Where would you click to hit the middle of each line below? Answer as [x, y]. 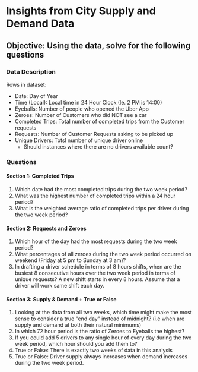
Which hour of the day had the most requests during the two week [96, 241]
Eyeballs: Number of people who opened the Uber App [82, 109]
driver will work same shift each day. [60, 286]
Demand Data [40, 23]
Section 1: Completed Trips [40, 176]
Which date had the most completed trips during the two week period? [101, 189]
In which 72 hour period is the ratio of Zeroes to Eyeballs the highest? [100, 332]
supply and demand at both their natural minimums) [78, 325]
